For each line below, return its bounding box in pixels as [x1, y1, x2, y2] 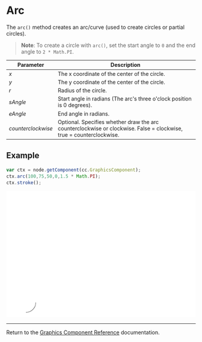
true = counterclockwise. [58, 131, 120, 138]
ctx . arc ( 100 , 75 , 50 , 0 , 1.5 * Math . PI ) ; [6, 173, 101, 179]
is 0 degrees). [58, 102, 93, 109]
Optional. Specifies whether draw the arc [58, 118, 159, 125]
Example [6, 150, 40, 160]
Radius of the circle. [58, 87, 107, 94]
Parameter [17, 61, 44, 69]
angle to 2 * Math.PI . [20, 48, 74, 55]
